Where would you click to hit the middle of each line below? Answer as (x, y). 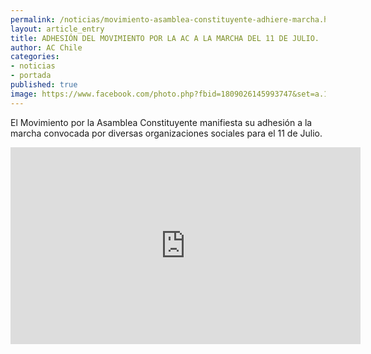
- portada (31, 76)
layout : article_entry (57, 29)
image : (24, 94)
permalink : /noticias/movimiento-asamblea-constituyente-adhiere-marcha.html (176, 19)
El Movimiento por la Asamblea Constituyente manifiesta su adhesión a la (161, 122)
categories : (35, 57)
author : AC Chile (46, 47)
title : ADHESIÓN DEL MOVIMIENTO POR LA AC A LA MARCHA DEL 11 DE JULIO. (165, 38)
